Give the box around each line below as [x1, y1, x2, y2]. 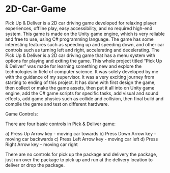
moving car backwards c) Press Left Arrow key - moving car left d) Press [5, 136, 158, 142]
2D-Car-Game [5, 3, 66, 15]
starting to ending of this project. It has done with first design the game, [5, 79, 156, 85]
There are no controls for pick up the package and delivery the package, [5, 151, 158, 157]
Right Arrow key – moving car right [5, 141, 78, 148]
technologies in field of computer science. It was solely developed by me [5, 68, 159, 74]
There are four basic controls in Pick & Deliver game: [5, 121, 116, 127]
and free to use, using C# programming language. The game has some [5, 36, 154, 42]
